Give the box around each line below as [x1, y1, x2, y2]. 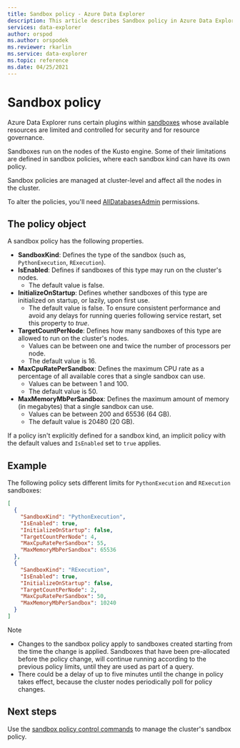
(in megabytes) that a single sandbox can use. [17, 403, 154, 411]
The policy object [7, 218, 87, 230]
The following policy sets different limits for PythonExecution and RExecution [7, 479, 231, 487]
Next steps [7, 706, 57, 718]
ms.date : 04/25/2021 [7, 64, 69, 71]
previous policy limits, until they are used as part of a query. [17, 662, 194, 671]
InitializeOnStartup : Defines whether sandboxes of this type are [17, 288, 208, 297]
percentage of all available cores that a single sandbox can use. [17, 372, 206, 380]
